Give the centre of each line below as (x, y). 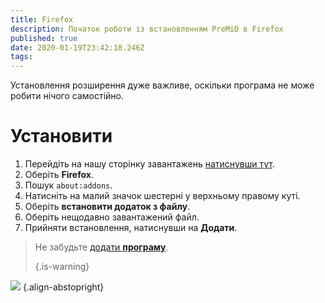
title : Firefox (42, 19)
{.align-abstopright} (63, 287)
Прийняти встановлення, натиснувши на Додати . (131, 228)
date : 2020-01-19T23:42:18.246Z (77, 47)
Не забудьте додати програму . (101, 247)
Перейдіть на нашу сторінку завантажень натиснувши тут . (149, 164)
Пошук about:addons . (68, 185)
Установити (61, 136)
